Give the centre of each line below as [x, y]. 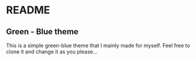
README [28, 10]
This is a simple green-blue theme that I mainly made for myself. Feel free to [98, 45]
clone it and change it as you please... [52, 52]
